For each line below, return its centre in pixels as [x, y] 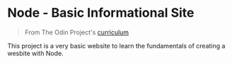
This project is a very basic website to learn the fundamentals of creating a [116, 45]
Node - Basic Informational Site [101, 13]
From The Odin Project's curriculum [77, 32]
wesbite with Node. [35, 53]
